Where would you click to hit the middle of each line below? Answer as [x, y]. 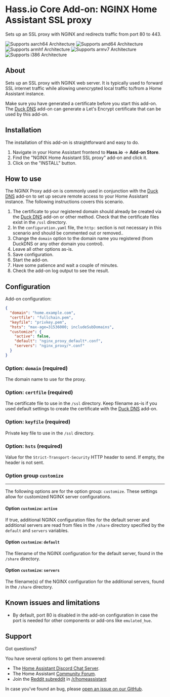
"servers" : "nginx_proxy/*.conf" [50, 346]
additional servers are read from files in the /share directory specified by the [85, 525]
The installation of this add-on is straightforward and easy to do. [72, 142]
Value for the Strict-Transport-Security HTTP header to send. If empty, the [85, 457]
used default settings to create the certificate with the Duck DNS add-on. [81, 409]
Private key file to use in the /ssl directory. [50, 433]
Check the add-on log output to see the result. [61, 271]
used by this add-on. [27, 114]
